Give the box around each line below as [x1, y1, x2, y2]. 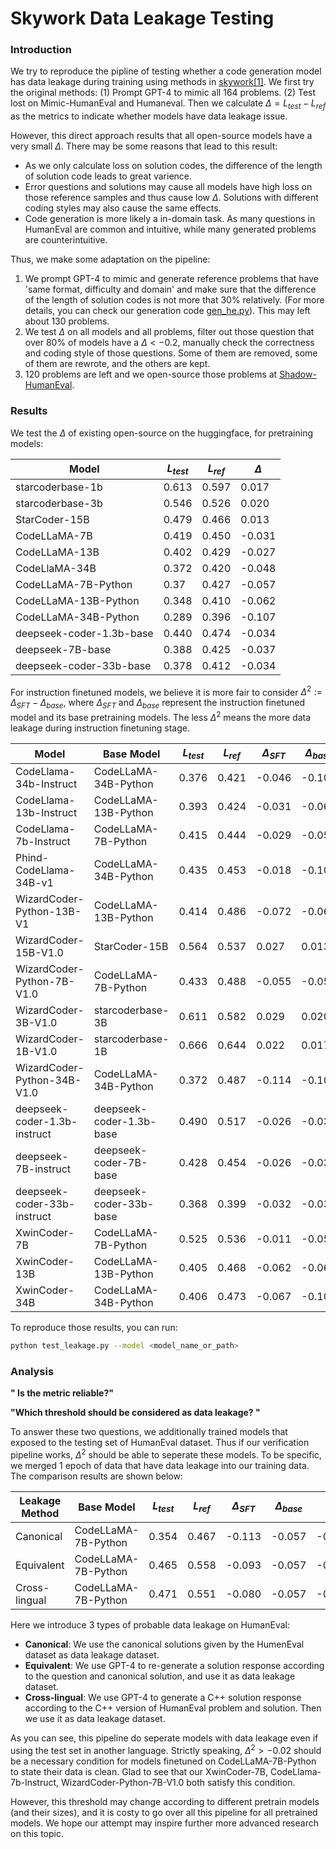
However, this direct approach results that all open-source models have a [10, 130, 313, 142]
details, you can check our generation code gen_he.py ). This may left [24, 305, 311, 317]
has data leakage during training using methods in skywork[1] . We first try [10, 76, 315, 88]
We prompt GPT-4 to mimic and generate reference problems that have [24, 273, 320, 285]
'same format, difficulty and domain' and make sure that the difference [24, 283, 317, 296]
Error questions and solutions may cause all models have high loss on [24, 181, 313, 193]
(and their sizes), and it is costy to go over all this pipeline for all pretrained [10, 1806, 318, 1818]
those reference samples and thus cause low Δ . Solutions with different [24, 192, 319, 204]
